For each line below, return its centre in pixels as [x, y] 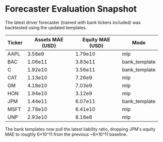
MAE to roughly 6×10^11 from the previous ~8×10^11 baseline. [66, 134]
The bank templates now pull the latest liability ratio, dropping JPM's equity [80, 129]
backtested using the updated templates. [46, 27]
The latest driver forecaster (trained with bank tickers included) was [73, 22]
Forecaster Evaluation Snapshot [71, 9]
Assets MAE [49, 39]
